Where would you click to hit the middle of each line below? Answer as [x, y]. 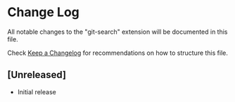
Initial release [37, 91]
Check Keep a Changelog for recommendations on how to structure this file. [118, 53]
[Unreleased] [37, 75]
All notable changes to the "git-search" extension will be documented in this [118, 32]
